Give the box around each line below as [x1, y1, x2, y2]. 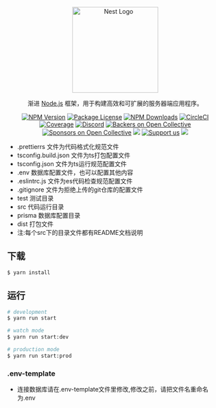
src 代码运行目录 [16, 203, 64, 211]
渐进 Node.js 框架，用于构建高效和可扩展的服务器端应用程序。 [27, 100, 204, 107]
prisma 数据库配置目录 [16, 212, 81, 219]
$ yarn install [7, 269, 51, 276]
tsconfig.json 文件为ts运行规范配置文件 [16, 160, 127, 168]
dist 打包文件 [16, 220, 53, 228]
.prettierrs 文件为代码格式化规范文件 [16, 143, 119, 150]
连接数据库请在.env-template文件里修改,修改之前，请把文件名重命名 [16, 385, 209, 394]
